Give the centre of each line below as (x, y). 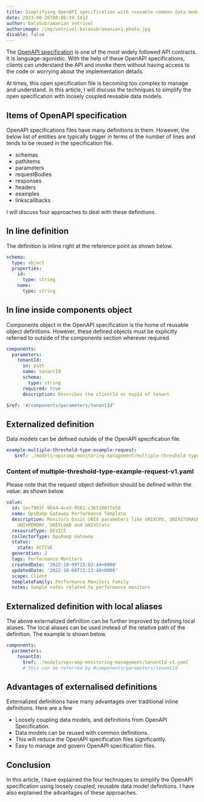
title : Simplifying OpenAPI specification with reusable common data (96, 12)
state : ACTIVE (35, 548)
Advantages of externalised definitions (82, 687)
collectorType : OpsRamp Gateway (53, 536)
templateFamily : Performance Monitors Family (70, 582)
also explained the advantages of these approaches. (72, 793)
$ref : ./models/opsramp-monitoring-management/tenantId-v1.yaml (105, 662)
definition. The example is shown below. (56, 634)
